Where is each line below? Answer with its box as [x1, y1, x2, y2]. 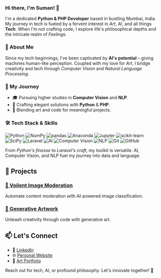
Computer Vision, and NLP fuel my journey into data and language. [5, 153, 141, 159]
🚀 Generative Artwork [5, 205, 58, 212]
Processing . [5, 71, 30, 77]
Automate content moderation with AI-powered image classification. [5, 193, 144, 199]
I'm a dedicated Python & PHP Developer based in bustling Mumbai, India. [5, 16, 157, 22]
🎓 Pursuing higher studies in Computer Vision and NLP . [12, 94, 129, 100]
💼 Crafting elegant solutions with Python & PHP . [12, 101, 110, 108]
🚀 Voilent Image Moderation [5, 182, 73, 189]
